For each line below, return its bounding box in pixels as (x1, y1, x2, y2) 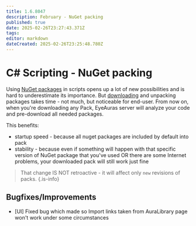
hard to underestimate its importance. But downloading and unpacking (6, 92, 176, 99)
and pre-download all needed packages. (6, 110, 104, 117)
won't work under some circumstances (14, 214, 109, 221)
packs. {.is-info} (20, 175, 60, 182)
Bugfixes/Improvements (6, 192, 97, 202)
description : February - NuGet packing (6, 14, 104, 20)
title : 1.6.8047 (6, 8, 46, 15)
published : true (6, 19, 46, 25)
